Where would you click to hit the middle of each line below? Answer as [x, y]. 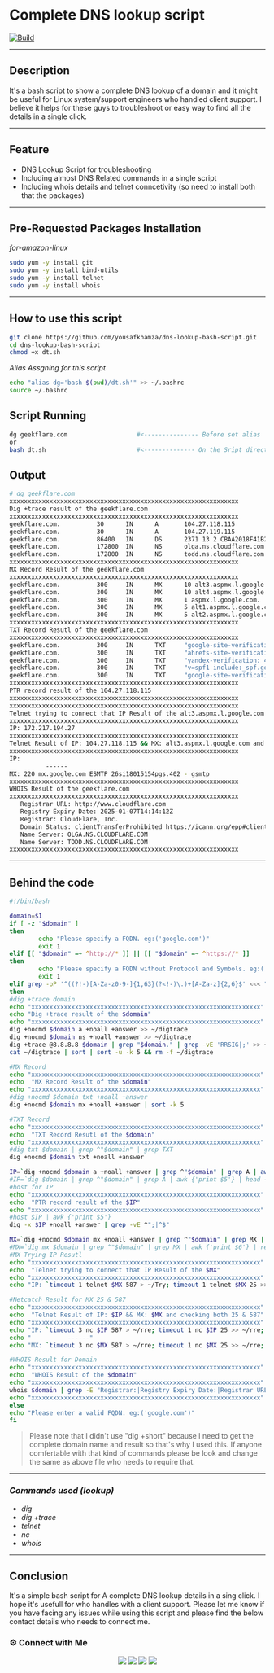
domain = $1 [26, 916]
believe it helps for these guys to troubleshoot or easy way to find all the [130, 107]
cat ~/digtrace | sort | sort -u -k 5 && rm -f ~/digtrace [111, 1052]
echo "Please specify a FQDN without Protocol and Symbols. [142, 969]
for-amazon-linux [39, 248]
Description [39, 71]
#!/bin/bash [29, 901]
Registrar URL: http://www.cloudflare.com [93, 804]
